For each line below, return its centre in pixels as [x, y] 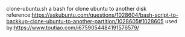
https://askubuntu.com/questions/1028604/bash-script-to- [105, 15]
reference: [19, 15]
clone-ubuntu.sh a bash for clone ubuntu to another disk [76, 9]
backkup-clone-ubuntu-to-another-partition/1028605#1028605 [85, 21]
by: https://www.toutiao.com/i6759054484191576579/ [73, 27]
